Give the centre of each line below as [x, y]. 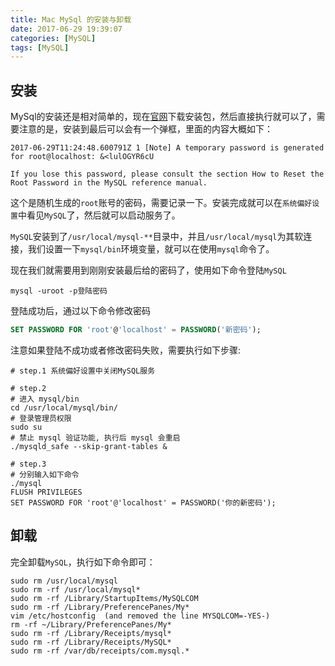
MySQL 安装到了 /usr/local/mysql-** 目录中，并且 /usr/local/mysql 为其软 [157, 237]
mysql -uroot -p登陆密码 [59, 291]
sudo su [26, 427]
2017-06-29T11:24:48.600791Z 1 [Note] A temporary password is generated [167, 148]
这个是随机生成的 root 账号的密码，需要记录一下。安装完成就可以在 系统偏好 [161, 203]
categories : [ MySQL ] [53, 38]
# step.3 [28, 464]
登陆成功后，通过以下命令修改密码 [80, 311]
